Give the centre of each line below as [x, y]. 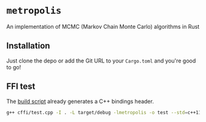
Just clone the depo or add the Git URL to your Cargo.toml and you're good [101, 61]
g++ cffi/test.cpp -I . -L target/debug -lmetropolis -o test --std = [97, 112]
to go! [14, 67]
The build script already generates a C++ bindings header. [80, 101]
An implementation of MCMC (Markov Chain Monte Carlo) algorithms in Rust [103, 26]
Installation [28, 46]
